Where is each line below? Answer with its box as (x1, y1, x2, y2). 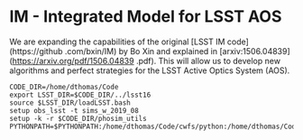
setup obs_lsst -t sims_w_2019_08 (9, 106, 140, 115)
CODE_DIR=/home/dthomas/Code (9, 82, 119, 91)
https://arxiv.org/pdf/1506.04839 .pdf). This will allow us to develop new (12, 55, 281, 66)
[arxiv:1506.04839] (219, 45, 290, 56)
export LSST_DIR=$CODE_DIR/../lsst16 (9, 90, 151, 99)
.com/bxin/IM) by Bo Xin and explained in (64, 45, 218, 56)
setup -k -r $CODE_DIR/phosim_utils (9, 114, 147, 123)
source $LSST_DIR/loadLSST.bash (9, 98, 131, 107)
